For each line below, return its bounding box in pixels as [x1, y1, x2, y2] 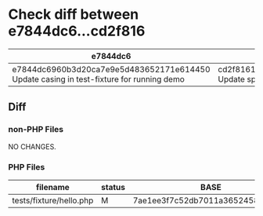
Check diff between [8, 5, 139, 24]
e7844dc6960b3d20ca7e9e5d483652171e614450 [12, 64, 211, 75]
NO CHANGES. [8, 141, 56, 151]
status [101, 181, 125, 192]
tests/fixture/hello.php [12, 195, 94, 206]
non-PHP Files [8, 124, 64, 135]
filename [35, 181, 70, 192]
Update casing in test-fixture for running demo [12, 73, 186, 84]
